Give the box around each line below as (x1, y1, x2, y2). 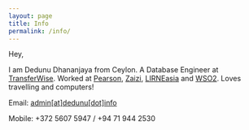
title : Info (8, 19, 49, 28)
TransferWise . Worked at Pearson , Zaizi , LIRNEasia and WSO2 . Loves (8, 74, 242, 84)
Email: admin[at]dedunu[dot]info (8, 98, 117, 108)
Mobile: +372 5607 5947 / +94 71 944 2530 (8, 114, 156, 123)
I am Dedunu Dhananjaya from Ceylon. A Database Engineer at (8, 65, 219, 75)
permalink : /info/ (8, 27, 71, 35)
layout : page (8, 11, 53, 20)
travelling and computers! (8, 82, 94, 92)
